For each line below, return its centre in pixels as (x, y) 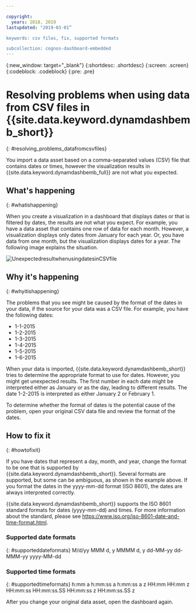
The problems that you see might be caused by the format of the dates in (94, 303)
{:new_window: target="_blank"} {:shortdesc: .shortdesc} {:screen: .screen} (97, 66)
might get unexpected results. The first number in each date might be (90, 381)
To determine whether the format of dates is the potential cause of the (91, 405)
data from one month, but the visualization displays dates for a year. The (93, 241)
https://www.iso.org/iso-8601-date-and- (131, 516)
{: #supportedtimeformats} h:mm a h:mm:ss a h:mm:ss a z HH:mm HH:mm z (98, 584)
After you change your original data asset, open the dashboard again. (90, 602)
